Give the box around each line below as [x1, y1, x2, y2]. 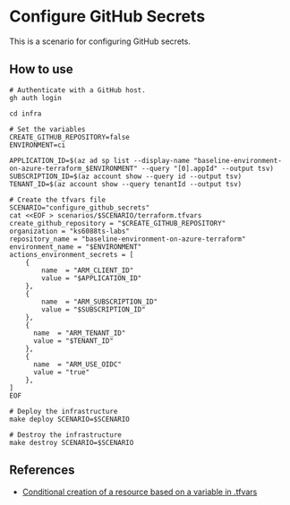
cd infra [9, 109, 42, 118]
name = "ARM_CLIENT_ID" [41, 266, 134, 275]
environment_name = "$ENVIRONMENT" [9, 242, 142, 252]
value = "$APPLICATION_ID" [41, 273, 142, 283]
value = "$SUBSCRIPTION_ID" [41, 304, 146, 314]
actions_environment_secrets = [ [9, 250, 134, 259]
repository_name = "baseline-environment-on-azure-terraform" [9, 235, 246, 244]
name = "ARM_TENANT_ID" [32, 329, 126, 338]
